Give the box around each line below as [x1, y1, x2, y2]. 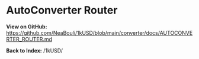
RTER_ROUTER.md [6, 35, 52, 42]
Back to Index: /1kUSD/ [6, 47, 63, 54]
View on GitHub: [6, 23, 47, 30]
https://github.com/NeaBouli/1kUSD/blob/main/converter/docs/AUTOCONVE [6, 29, 193, 36]
